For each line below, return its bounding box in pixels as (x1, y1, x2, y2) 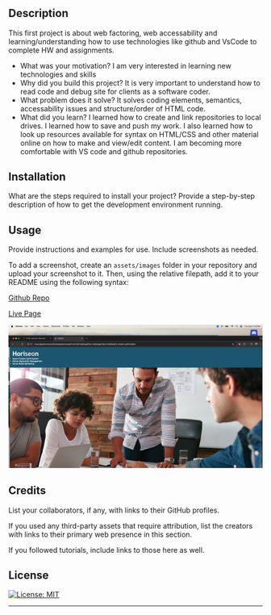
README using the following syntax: (8, 278, 129, 287)
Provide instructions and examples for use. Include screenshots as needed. (8, 245, 259, 254)
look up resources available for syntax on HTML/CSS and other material (19, 129, 260, 139)
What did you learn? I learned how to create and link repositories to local (19, 112, 261, 122)
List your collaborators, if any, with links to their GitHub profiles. (8, 505, 220, 515)
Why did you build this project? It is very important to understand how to (19, 77, 261, 87)
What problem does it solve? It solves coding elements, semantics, (19, 95, 242, 105)
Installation (8, 170, 66, 183)
